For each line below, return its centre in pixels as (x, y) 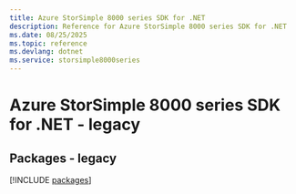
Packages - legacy (63, 158)
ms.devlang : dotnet (46, 52)
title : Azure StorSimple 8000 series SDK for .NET (107, 18)
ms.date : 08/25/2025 (49, 35)
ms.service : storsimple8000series (75, 60)
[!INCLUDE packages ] (51, 180)
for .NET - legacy (75, 125)
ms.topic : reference (49, 43)
